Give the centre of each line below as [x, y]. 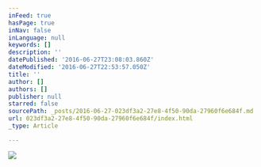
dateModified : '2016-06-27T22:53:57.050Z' [79, 67]
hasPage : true [32, 23]
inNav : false [30, 30]
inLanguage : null [37, 38]
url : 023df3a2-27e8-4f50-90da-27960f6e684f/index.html [101, 119]
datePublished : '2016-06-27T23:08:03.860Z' [81, 60]
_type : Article [33, 126]
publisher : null [35, 97]
